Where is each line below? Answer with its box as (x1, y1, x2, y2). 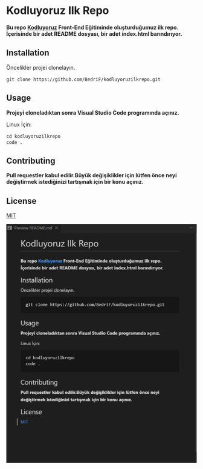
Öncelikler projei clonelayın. (6, 64, 76, 71)
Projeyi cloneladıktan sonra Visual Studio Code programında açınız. (6, 109, 179, 116)
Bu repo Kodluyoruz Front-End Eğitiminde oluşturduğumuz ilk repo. (6, 24, 179, 31)
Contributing (6, 155, 56, 166)
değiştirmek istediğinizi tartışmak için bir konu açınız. (6, 178, 144, 186)
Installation (6, 48, 50, 58)
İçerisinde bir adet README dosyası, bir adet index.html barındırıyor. (6, 30, 182, 37)
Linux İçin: (6, 121, 32, 128)
